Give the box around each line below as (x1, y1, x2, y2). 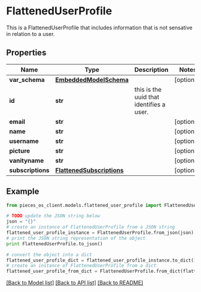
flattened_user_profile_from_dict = (6, 268, 98, 275)
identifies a (134, 100, 166, 108)
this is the (134, 85, 162, 93)
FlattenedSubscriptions (55, 166, 124, 174)
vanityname (9, 156, 44, 165)
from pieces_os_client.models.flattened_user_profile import (6, 202, 162, 208)
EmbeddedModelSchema (55, 75, 129, 84)
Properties (6, 48, 47, 58)
